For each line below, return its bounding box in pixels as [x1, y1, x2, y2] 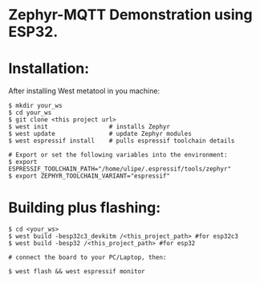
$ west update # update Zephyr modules [8, 130, 193, 138]
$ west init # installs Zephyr [8, 123, 171, 131]
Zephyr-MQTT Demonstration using [8, 6, 253, 24]
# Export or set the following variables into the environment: [8, 151, 228, 159]
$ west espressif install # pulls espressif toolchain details [8, 137, 235, 146]
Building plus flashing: [8, 199, 161, 217]
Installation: [8, 59, 90, 78]
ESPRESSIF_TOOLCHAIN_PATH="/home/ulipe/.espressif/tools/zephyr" [8, 165, 231, 174]
